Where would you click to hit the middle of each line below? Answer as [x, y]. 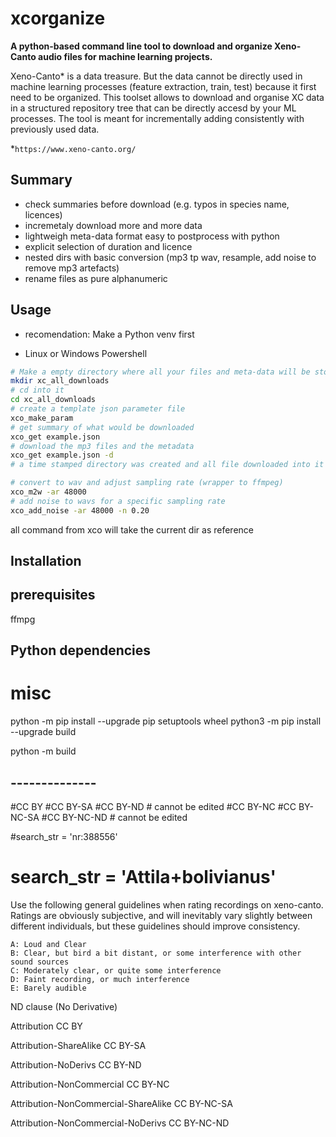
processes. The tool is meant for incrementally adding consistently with [157, 118]
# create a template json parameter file [98, 409]
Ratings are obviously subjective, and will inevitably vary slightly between [161, 915]
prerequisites [53, 595]
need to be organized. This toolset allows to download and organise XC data [167, 97]
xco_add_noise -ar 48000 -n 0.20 [80, 510]
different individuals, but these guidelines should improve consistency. [155, 926]
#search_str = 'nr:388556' [64, 837]
